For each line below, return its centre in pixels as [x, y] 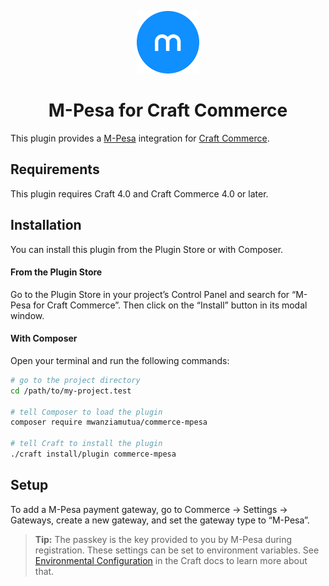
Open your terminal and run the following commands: [120, 360]
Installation [46, 225]
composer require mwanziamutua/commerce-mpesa [109, 422]
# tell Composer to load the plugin [86, 412]
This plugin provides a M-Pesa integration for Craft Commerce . [140, 138]
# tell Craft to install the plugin [86, 444]
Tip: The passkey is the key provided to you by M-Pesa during [163, 539]
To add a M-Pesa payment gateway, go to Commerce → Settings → [149, 509]
